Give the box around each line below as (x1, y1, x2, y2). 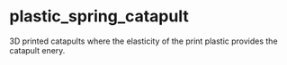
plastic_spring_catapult (9, 6, 189, 27)
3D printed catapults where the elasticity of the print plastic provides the (9, 36, 278, 46)
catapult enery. (9, 45, 66, 55)
